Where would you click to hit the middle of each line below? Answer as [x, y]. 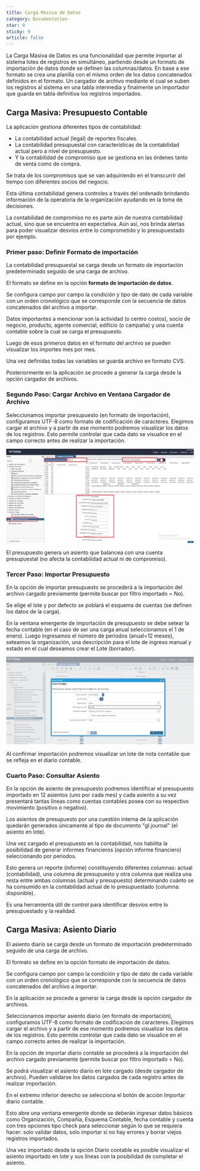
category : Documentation [37, 19]
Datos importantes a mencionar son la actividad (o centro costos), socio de [98, 319]
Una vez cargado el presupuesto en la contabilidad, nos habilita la [87, 843]
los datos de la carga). [34, 612]
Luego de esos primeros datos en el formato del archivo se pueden [88, 343]
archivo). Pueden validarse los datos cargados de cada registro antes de [95, 1077]
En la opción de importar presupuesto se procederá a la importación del [94, 587]
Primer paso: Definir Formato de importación [72, 252]
